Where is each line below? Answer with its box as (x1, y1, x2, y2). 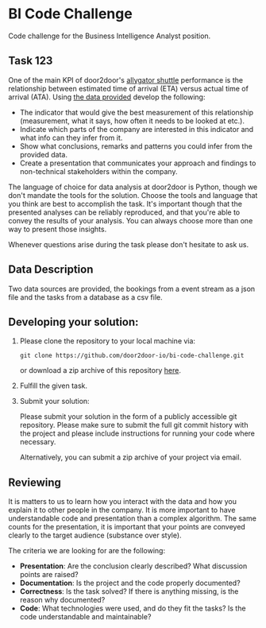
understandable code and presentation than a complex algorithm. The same (8, 514, 256, 523)
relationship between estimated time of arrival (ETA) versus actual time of (8, 83, 249, 93)
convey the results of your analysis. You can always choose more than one (8, 215, 253, 225)
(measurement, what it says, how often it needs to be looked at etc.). (19, 116, 245, 126)
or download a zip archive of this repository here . (19, 366, 181, 375)
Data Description (8, 263, 94, 277)
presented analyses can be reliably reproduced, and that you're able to (8, 207, 241, 217)
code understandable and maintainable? (19, 612, 152, 622)
